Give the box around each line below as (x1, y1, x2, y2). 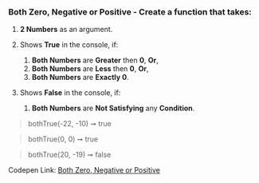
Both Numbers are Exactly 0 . (31, 73, 129, 82)
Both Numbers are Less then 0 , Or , (31, 64, 149, 74)
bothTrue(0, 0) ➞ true (27, 134, 99, 144)
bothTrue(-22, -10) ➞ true (27, 119, 112, 129)
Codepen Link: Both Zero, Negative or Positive (8, 165, 161, 175)
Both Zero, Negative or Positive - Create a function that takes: (8, 6, 253, 18)
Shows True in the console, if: (19, 40, 119, 50)
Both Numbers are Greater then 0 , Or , (31, 55, 159, 66)
